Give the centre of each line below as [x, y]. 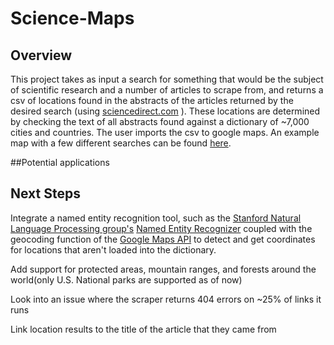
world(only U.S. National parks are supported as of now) [126, 279]
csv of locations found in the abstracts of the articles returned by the [152, 100]
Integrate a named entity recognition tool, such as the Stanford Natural [156, 218]
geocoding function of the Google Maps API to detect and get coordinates [163, 239]
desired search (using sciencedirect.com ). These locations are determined [165, 111]
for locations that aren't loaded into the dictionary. [113, 249]
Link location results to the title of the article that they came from [143, 329]
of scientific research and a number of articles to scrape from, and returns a [167, 90]
